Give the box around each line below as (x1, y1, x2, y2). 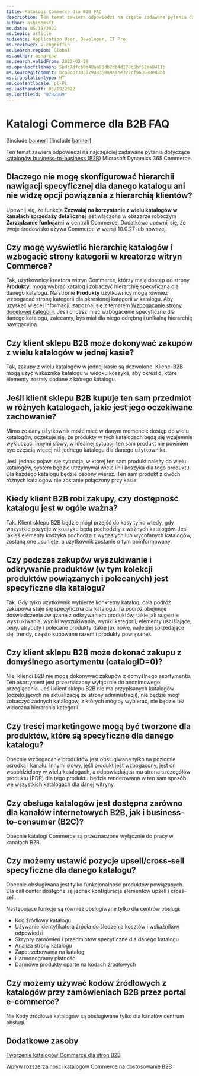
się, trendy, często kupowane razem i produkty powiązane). (6, 630, 152, 638)
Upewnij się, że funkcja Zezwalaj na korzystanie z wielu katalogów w (6, 206, 178, 213)
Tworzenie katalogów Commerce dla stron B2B (6, 1052, 121, 1059)
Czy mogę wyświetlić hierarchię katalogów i (6, 242, 173, 253)
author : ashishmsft (6, 20, 54, 26)
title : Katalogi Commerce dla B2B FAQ (6, 8, 102, 15)
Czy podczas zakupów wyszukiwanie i (6, 555, 152, 565)
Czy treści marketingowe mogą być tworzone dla (6, 721, 191, 731)
